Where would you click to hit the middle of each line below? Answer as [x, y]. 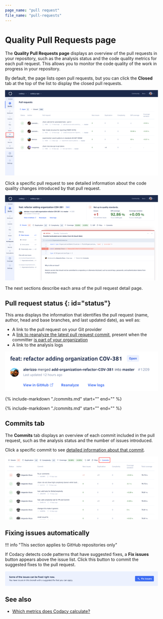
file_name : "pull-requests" [33, 15]
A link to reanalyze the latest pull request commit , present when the [79, 335]
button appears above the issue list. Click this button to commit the [72, 559]
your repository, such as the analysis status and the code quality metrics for [81, 59]
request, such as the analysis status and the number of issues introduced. [79, 440]
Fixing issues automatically [47, 533]
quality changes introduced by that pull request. [53, 188]
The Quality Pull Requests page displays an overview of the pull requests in [81, 53]
